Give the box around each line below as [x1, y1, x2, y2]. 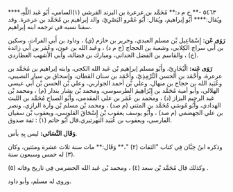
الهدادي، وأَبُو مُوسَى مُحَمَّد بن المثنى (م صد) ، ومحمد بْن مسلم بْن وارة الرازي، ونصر [8, 101, 221, 109]
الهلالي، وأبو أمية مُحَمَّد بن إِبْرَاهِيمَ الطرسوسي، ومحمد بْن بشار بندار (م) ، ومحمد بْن [8, 87, 221, 94]
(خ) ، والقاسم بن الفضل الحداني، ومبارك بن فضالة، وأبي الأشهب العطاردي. [8, 51, 199, 59]
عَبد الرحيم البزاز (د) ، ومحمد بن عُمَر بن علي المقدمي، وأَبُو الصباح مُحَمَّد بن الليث [8, 94, 215, 102]
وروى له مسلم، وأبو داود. [8, 177, 72, 185]
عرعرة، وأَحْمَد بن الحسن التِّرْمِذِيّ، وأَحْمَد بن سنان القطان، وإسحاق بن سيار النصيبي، [8, 71, 223, 80]
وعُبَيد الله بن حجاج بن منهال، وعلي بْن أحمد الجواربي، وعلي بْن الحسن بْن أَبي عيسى [8, 79, 223, 87]
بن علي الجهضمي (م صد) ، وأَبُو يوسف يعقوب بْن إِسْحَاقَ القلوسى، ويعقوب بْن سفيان [8, 109, 224, 116]
